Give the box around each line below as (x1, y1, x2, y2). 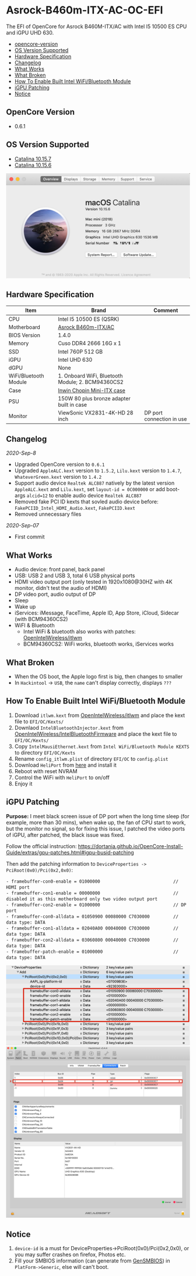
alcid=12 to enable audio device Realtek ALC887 (26, 492, 142, 499)
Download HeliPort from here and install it (14, 762, 117, 769)
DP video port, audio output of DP (14, 591, 96, 598)
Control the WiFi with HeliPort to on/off (14, 774, 110, 781)
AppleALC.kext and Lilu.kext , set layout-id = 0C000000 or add (14, 486, 165, 493)
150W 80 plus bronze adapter (58, 395, 131, 402)
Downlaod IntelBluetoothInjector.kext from (14, 724, 124, 731)
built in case (58, 401, 87, 408)
